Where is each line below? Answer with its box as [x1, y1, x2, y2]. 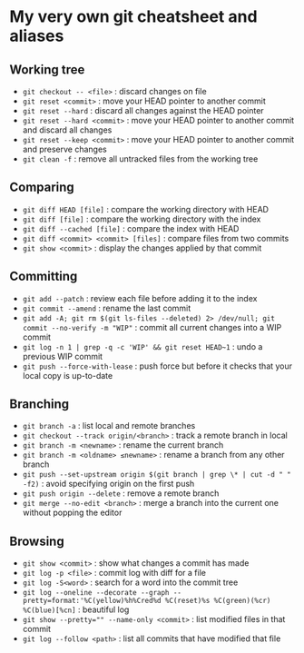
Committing [9, 269, 78, 284]
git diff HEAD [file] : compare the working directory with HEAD [22, 203, 270, 214]
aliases [9, 25, 64, 46]
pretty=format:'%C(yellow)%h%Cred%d [22, 597, 162, 606]
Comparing [9, 180, 74, 195]
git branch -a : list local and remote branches [22, 420, 196, 431]
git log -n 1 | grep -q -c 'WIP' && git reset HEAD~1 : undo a [22, 341, 263, 351]
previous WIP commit [22, 351, 103, 361]
